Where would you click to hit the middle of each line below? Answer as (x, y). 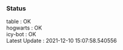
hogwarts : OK (24, 28)
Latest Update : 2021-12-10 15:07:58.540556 (62, 41)
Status (16, 8)
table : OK (19, 22)
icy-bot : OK (21, 34)
